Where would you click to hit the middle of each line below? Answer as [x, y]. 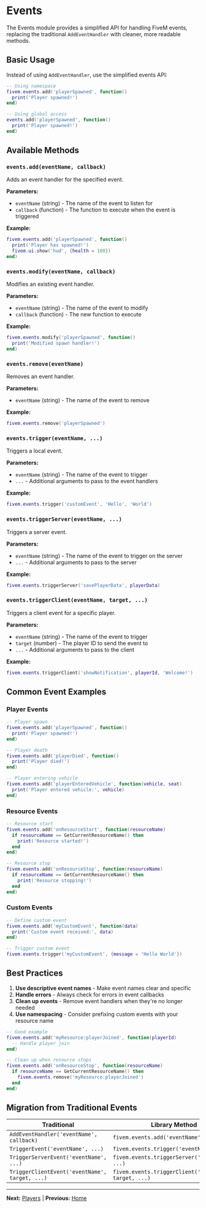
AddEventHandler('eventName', [54, 1134]
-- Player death [27, 750]
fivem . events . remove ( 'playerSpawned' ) [56, 424]
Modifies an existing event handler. [51, 284]
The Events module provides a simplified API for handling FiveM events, [97, 28]
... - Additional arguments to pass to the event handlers [86, 481]
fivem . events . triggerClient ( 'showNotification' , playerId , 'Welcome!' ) [100, 673]
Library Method [174, 1125]
